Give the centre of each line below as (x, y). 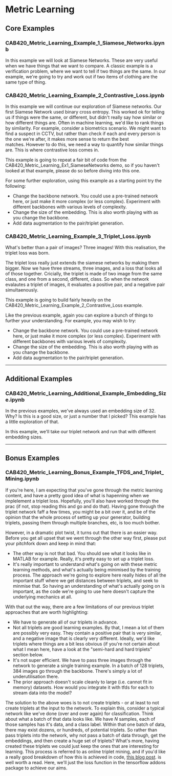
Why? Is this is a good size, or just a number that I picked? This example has (86, 416)
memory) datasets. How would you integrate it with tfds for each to (83, 687)
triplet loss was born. (27, 253)
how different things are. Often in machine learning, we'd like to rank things (84, 123)
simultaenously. (22, 290)
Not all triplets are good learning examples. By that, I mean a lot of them (89, 627)
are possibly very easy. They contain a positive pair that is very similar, (87, 633)
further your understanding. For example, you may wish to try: (71, 321)
